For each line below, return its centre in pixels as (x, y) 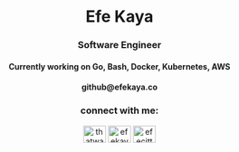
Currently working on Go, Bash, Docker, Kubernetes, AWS (119, 66)
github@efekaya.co (119, 87)
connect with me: (119, 110)
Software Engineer (119, 45)
